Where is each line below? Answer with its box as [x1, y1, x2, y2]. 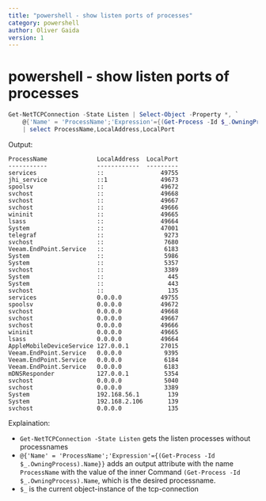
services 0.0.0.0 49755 [8, 294, 179, 302]
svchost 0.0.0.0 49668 [8, 307, 179, 315]
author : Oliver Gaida [8, 26, 80, 34]
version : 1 [8, 33, 44, 42]
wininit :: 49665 [8, 211, 179, 218]
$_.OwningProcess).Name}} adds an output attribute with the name [19, 458, 234, 468]
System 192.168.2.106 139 [8, 397, 179, 405]
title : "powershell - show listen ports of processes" [8, 11, 193, 20]
